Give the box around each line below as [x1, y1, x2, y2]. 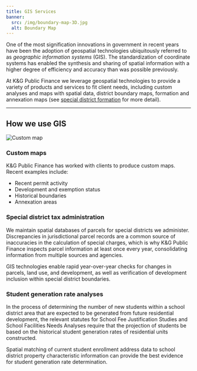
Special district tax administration [6, 213, 104, 221]
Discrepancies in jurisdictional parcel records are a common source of [6, 232, 176, 240]
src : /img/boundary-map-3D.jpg [11, 19, 88, 25]
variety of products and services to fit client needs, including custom [6, 83, 172, 91]
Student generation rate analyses [6, 290, 104, 298]
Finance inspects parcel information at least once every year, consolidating [6, 245, 188, 252]
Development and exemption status [14, 186, 101, 193]
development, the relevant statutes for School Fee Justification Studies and [6, 315, 188, 323]
